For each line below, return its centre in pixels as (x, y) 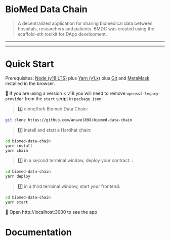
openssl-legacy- (143, 94)
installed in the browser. (30, 83)
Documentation (39, 233)
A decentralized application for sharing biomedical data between (85, 23)
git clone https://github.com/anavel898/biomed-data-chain (69, 120)
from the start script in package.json (63, 98)
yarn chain (17, 150)
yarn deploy (18, 176)
